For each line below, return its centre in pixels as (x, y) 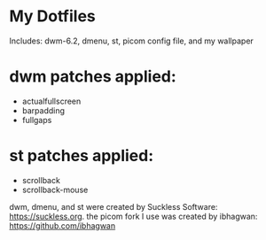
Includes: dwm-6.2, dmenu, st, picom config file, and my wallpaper (132, 41)
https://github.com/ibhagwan (63, 225)
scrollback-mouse (55, 190)
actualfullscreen (51, 101)
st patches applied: (82, 156)
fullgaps (37, 120)
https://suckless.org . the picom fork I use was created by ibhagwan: (133, 216)
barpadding (43, 110)
